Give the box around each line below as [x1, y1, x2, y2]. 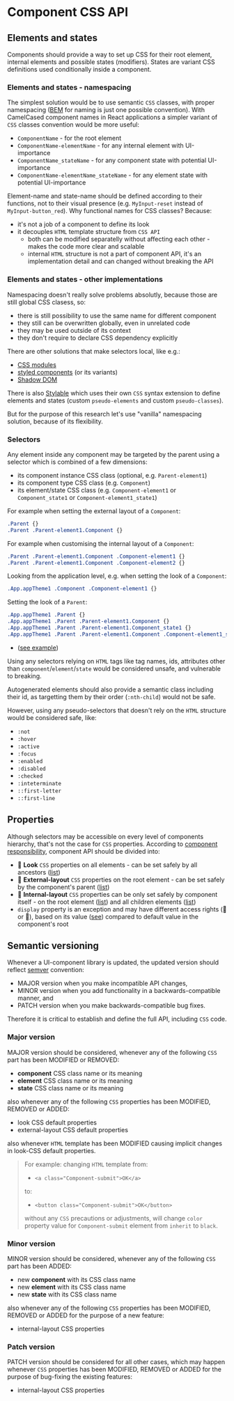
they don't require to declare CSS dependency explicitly [17, 334, 178, 342]
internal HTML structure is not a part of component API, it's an [27, 250, 202, 258]
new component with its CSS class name [17, 1275, 136, 1283]
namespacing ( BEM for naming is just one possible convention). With [7, 106, 205, 114]
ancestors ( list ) [17, 868, 61, 876]
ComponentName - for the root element [17, 134, 122, 143]
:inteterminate [17, 780, 62, 787]
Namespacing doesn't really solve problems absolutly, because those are [7, 290, 218, 299]
